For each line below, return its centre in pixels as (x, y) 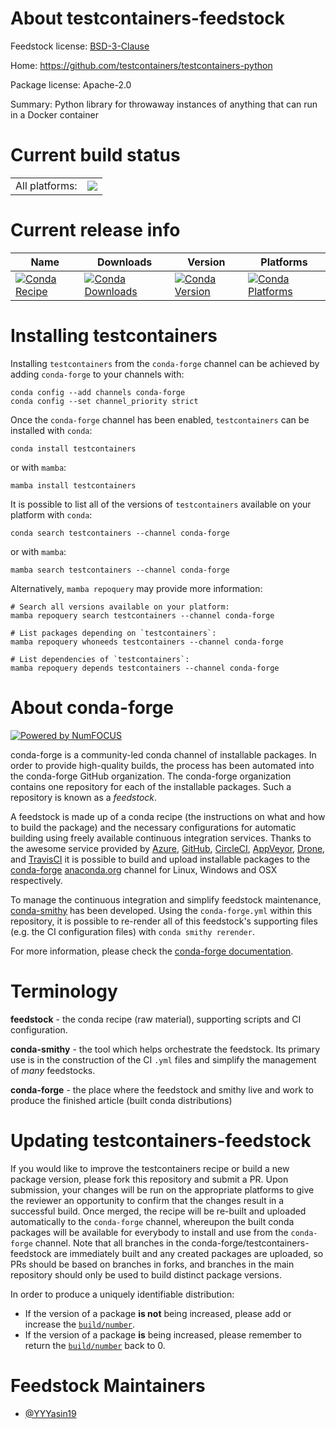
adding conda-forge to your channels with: (97, 374)
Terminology (64, 991)
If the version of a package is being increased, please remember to (163, 1334)
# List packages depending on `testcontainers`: (113, 633)
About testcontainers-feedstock (148, 18)
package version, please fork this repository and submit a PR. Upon (149, 1179)
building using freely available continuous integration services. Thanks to (161, 838)
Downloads (124, 262)
